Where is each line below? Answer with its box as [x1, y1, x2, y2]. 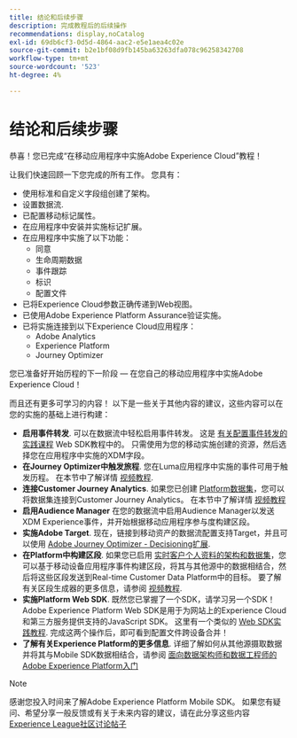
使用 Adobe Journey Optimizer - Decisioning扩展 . [29, 538, 211, 549]
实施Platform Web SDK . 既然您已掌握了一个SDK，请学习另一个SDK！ [21, 594, 276, 604]
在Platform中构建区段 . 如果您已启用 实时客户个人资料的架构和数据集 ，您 [21, 549, 286, 560]
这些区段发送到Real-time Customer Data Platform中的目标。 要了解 [37, 571, 282, 582]
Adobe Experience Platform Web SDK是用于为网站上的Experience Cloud [21, 604, 286, 616]
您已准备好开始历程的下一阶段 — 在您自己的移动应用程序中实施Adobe [9, 368, 263, 378]
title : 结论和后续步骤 [9, 12, 84, 22]
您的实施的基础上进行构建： [9, 408, 111, 419]
